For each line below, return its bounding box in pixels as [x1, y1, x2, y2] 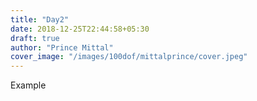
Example [10, 79, 47, 91]
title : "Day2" [10, 14, 70, 25]
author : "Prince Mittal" [10, 42, 114, 53]
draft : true [10, 33, 60, 43]
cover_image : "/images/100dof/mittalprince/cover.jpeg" [10, 52, 248, 62]
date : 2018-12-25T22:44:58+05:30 [10, 24, 150, 34]
